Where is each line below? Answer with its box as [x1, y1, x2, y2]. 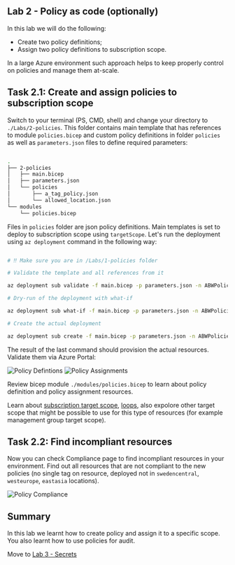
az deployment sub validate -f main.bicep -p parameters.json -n [7, 282, 201, 289]
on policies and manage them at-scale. [7, 66, 120, 74]
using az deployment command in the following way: [7, 237, 157, 245]
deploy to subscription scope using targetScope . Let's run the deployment [7, 230, 220, 238]
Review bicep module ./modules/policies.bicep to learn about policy [7, 380, 207, 388]
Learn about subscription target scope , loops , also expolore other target [7, 401, 215, 409]
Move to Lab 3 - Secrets [7, 550, 77, 559]
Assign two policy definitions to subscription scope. [17, 45, 166, 53]
